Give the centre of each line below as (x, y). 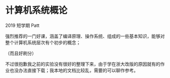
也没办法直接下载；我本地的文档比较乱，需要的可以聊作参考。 (74, 70)
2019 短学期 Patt (22, 25)
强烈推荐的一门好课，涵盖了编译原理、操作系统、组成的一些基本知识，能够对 (85, 36)
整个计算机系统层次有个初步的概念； (43, 42)
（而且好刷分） (21, 53)
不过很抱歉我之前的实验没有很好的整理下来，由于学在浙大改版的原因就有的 (83, 64)
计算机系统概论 (36, 10)
